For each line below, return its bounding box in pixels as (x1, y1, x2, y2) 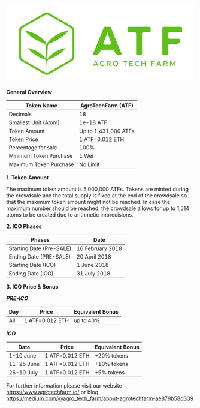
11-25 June (8, 361, 40, 368)
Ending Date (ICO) (8, 269, 54, 277)
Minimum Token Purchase (8, 152, 73, 160)
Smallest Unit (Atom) (8, 119, 60, 126)
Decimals (8, 110, 32, 118)
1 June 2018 (77, 262, 109, 269)
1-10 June (8, 352, 37, 359)
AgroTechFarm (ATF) (80, 101, 134, 109)
